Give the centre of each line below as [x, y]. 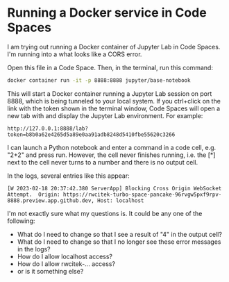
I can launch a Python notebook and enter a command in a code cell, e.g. [112, 147]
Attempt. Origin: [34, 194]
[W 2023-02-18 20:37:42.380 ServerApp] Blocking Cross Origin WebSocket [114, 188]
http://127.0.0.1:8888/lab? [48, 128]
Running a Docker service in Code [107, 13]
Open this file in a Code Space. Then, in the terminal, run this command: [110, 67]
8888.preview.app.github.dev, [51, 200]
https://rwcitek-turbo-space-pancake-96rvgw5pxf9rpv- [142, 194]
